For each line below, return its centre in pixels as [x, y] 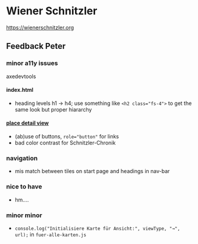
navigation [22, 158]
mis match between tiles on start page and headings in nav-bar [92, 171]
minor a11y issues [32, 63]
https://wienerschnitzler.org [40, 27]
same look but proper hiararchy [53, 109]
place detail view [28, 123]
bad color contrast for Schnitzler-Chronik [65, 143]
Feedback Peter [36, 46]
